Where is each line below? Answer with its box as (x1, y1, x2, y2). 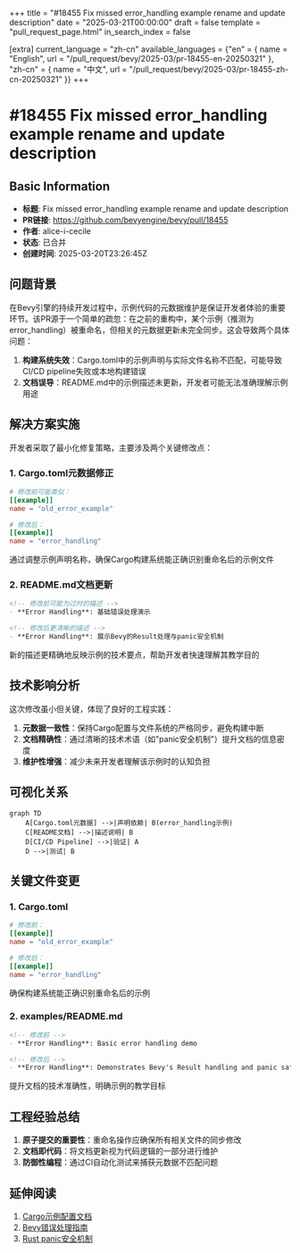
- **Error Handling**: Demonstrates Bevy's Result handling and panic (9, 1063, 278, 1073)
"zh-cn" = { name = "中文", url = (9, 64, 128, 74)
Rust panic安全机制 (21, 1232, 94, 1244)
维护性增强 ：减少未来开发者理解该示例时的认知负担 (21, 756, 211, 766)
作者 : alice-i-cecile (21, 226, 91, 236)
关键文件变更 (9, 873, 80, 888)
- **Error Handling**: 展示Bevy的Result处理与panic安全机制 (9, 632, 224, 641)
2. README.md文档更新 (9, 579, 113, 591)
